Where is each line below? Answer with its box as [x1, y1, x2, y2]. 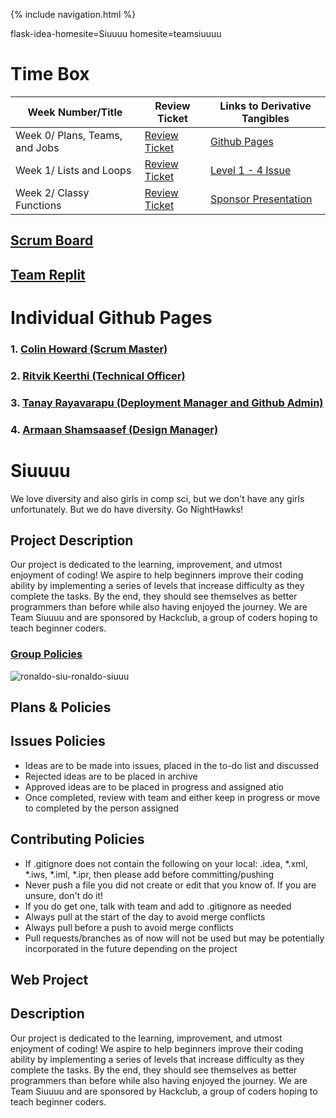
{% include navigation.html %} [10, 9, 137, 20]
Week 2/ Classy [15, 185, 90, 199]
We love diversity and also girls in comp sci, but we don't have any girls [10, 492, 305, 504]
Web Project [10, 972, 89, 989]
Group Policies [10, 647, 83, 661]
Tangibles [241, 111, 290, 125]
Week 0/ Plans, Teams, [15, 128, 123, 142]
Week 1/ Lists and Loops [15, 163, 132, 177]
